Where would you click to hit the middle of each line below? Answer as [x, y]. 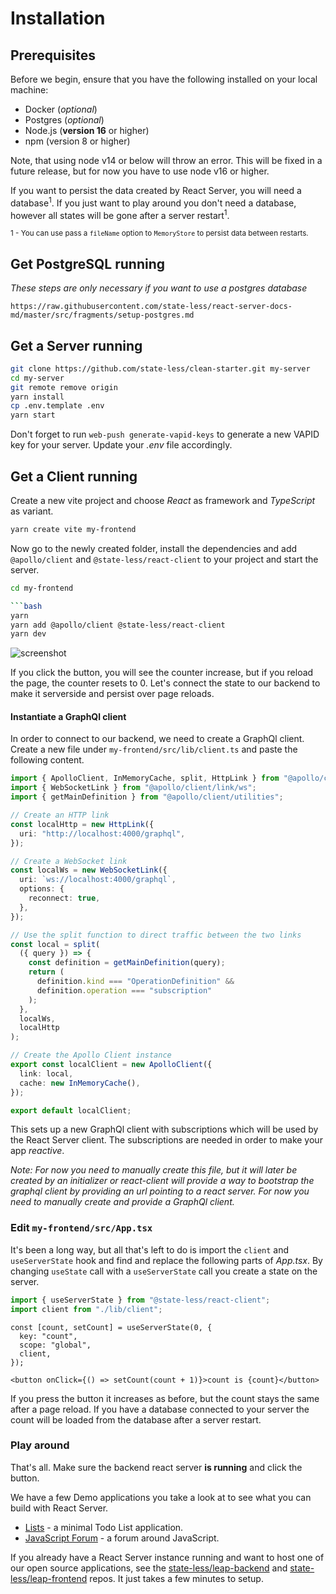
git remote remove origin [64, 387]
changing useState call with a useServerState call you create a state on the [164, 1271]
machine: [29, 90]
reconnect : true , [64, 898]
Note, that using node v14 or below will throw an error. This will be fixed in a [166, 160]
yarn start [33, 415]
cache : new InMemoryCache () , [80, 1083]
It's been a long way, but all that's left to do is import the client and [150, 1249]
